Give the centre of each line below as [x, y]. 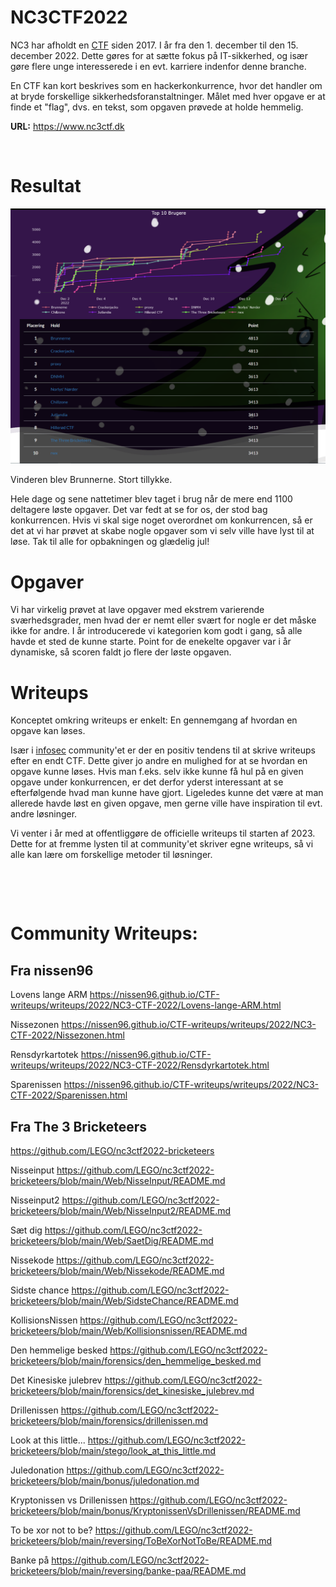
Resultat [46, 186]
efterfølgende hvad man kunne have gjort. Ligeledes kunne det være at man [167, 793]
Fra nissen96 [52, 970]
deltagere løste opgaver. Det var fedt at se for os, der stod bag [139, 510]
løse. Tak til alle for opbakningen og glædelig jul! [110, 542]
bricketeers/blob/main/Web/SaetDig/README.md [112, 1241]
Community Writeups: [104, 933]
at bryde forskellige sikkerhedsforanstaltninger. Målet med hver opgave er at [168, 96]
